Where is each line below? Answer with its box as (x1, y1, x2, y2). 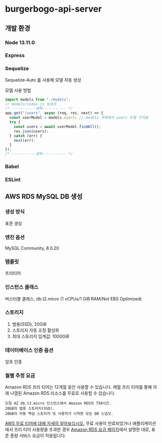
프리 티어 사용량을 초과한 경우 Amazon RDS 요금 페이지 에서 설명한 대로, (14, 426, 151, 433)
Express (5, 52, 25, 59)
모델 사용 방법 (5, 87, 32, 93)
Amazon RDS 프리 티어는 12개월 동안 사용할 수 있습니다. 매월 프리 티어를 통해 (5, 384, 152, 390)
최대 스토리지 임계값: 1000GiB (12, 333, 70, 339)
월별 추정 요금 (5, 372, 36, 379)
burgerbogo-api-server (5, 3, 102, 15)
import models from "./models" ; (5, 97, 71, 102)
